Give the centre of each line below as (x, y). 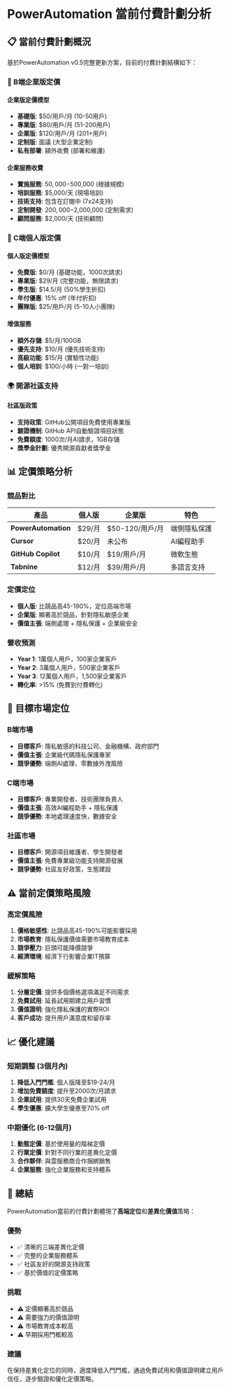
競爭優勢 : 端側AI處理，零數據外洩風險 (70, 763)
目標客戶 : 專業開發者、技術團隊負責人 (70, 799)
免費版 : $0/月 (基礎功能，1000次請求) (70, 272)
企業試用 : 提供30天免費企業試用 (62, 1100)
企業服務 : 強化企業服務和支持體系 (64, 1170)
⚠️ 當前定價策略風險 (49, 893)
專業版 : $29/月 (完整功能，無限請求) (68, 281)
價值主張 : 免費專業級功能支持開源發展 (70, 861)
